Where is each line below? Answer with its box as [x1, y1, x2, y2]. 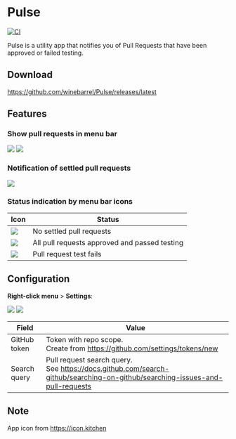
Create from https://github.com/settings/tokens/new [45, 343, 218, 353]
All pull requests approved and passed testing [32, 238, 184, 248]
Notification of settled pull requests [7, 163, 131, 173]
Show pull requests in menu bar [7, 129, 118, 139]
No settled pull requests [32, 226, 112, 236]
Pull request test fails [32, 249, 102, 259]
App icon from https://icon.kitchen [7, 424, 107, 432]
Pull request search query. [45, 355, 133, 365]
